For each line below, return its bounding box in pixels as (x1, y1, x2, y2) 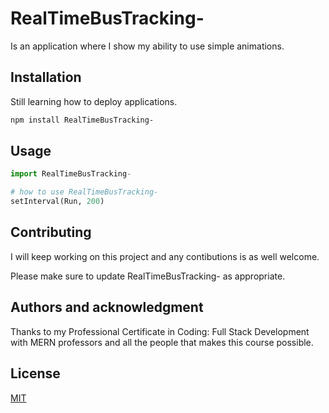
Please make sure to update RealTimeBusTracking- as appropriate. (10, 270, 286, 282)
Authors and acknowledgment (10, 299, 204, 316)
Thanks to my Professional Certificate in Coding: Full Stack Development (10, 325, 310, 337)
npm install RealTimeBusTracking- (10, 115, 155, 125)
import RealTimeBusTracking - (10, 169, 132, 179)
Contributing (10, 224, 92, 241)
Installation (10, 69, 82, 86)
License (10, 365, 61, 382)
